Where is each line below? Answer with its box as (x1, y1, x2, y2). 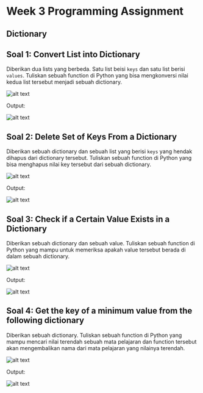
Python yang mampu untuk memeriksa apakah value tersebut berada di (6, 246, 186, 254)
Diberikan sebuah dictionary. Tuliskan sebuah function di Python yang (6, 331, 182, 339)
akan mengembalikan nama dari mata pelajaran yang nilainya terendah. (6, 344, 185, 352)
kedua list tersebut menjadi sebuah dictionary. (6, 78, 123, 86)
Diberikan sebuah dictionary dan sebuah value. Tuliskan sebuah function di (6, 240, 195, 247)
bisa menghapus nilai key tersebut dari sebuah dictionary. (6, 160, 151, 168)
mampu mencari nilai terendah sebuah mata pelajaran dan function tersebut (6, 337, 197, 345)
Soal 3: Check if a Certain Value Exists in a (6, 214, 170, 224)
